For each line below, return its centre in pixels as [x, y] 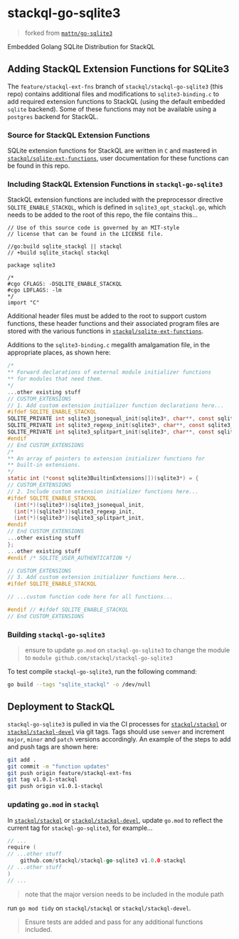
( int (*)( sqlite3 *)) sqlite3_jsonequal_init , [79, 505]
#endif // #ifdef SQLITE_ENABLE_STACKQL [68, 610]
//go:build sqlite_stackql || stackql [65, 247]
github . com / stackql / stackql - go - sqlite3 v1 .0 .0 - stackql [103, 861]
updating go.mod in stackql [53, 805]
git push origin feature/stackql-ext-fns [70, 773]
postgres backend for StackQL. [53, 116]
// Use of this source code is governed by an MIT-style [94, 228]
